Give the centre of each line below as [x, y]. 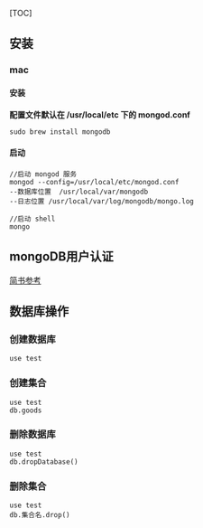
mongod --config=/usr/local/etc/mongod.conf [94, 182]
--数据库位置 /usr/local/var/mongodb [79, 192]
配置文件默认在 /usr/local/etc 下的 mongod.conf [100, 114]
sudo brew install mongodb [60, 132]
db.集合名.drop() [40, 515]
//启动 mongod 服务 [43, 174]
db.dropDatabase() [44, 462]
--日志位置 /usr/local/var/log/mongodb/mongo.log [101, 201]
